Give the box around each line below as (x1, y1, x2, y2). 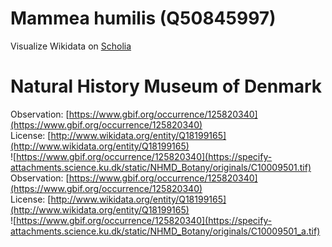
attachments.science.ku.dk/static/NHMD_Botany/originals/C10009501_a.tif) (10, 225, 321, 237)
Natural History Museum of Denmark (10, 75, 323, 98)
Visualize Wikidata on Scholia (10, 40, 132, 52)
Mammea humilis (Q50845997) (10, 7, 277, 30)
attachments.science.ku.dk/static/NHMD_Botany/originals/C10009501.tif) (10, 161, 312, 173)
